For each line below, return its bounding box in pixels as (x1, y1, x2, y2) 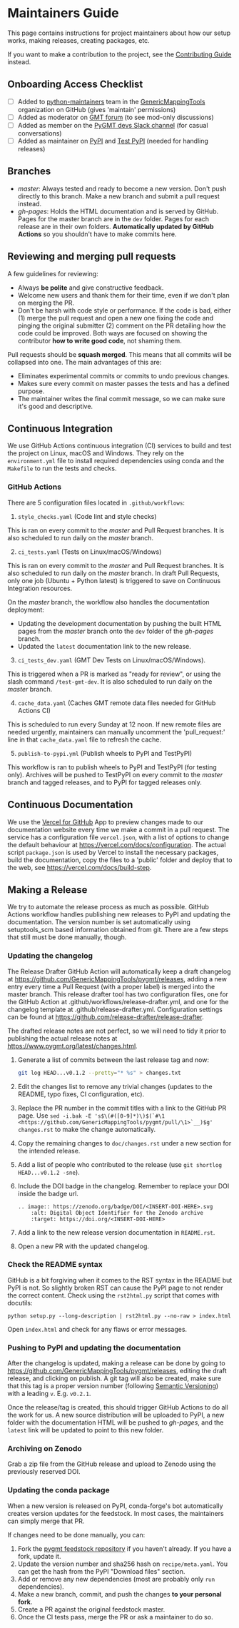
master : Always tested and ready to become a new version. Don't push (17, 184, 227, 193)
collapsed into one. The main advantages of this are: (7, 358, 162, 366)
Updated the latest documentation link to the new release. (17, 642, 191, 650)
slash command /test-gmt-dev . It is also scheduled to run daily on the (7, 677, 213, 686)
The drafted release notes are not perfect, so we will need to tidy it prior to (7, 1026, 227, 1035)
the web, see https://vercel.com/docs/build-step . (7, 863, 152, 871)
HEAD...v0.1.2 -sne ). (17, 1168, 80, 1176)
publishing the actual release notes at (7, 1033, 118, 1043)
